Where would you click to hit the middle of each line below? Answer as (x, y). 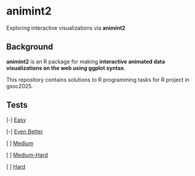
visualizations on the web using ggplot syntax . (66, 68)
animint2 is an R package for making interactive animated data (86, 61)
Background (30, 47)
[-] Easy (16, 120)
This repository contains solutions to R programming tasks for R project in (98, 79)
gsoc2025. (20, 86)
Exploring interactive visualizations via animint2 (66, 28)
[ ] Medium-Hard (27, 155)
